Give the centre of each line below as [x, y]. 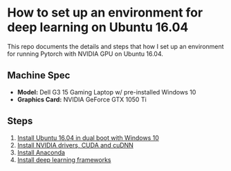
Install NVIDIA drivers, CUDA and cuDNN [75, 145]
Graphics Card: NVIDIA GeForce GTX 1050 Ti [82, 99]
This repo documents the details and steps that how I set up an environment [115, 46]
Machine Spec [39, 76]
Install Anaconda [41, 152]
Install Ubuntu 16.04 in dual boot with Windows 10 [88, 138]
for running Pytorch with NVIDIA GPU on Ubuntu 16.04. [85, 54]
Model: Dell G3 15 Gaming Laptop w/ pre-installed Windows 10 [107, 92]
